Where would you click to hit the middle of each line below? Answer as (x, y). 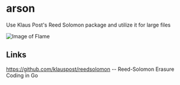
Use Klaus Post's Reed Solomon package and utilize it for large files (89, 25)
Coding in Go (22, 75)
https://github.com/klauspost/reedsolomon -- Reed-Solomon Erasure (90, 69)
